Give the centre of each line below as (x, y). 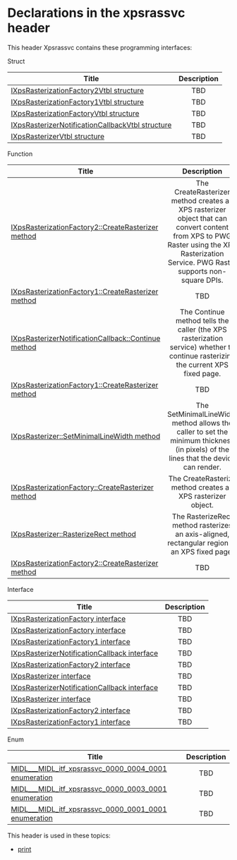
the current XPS (202, 365)
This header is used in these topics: (59, 835)
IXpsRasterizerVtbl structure (57, 136)
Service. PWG (190, 262)
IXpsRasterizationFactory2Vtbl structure (78, 90)
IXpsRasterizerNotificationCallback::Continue (86, 338)
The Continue (202, 312)
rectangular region (198, 543)
